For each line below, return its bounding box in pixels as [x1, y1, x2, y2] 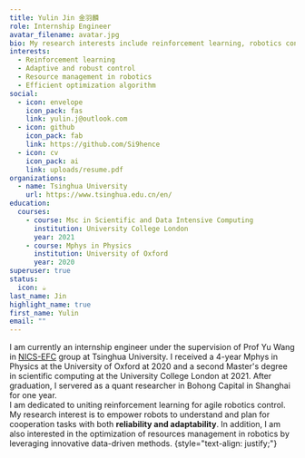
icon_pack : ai [25, 156, 79, 166]
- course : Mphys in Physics [25, 241, 132, 250]
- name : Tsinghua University [17, 182, 128, 191]
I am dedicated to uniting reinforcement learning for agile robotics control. [9, 400, 286, 411]
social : [9, 89, 39, 98]
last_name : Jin [9, 291, 67, 300]
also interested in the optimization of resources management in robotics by [9, 428, 290, 440]
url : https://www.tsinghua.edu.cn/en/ [25, 190, 172, 200]
